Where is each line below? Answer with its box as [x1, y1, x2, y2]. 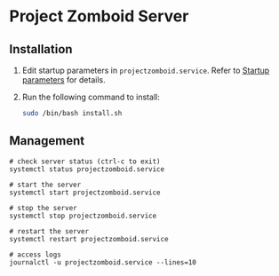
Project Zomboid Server [9, 6, 189, 27]
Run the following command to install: [21, 91, 160, 102]
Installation [9, 42, 73, 57]
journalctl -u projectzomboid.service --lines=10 [9, 257, 197, 267]
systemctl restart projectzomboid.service [9, 234, 169, 243]
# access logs [9, 250, 62, 259]
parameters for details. [21, 75, 106, 85]
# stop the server [9, 203, 77, 212]
